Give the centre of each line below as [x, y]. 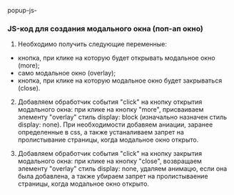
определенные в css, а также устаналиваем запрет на [101, 132]
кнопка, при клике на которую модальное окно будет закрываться [120, 80]
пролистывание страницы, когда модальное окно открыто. [108, 140]
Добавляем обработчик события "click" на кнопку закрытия [110, 154]
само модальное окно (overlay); [67, 73]
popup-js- [22, 10]
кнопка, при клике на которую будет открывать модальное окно [116, 58]
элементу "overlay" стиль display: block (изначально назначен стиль [122, 117]
